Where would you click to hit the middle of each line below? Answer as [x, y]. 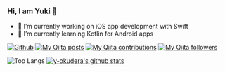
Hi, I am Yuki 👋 [32, 11]
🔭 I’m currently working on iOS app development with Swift [103, 27]
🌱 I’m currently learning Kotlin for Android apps [85, 34]
